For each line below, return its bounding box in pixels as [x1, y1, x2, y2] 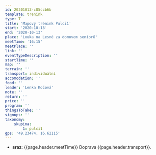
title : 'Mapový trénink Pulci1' [5, 21, 71, 26]
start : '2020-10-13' [5, 26, 48, 31]
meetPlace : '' [5, 44, 34, 49]
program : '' [5, 103, 29, 108]
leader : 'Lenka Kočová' [5, 85, 54, 90]
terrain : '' [5, 67, 29, 72]
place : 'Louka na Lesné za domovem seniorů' [5, 35, 98, 40]
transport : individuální [5, 71, 56, 76]
